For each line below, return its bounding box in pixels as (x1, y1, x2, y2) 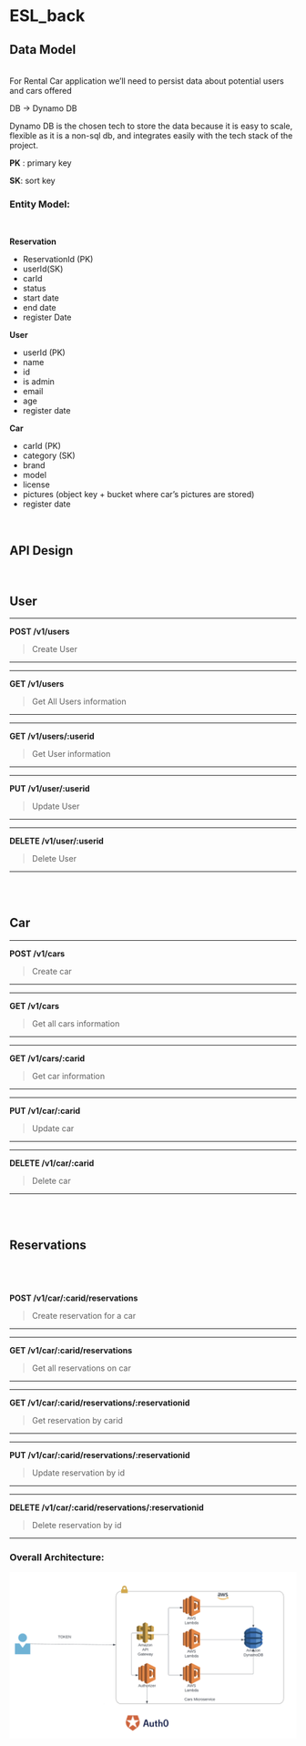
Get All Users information (31, 696, 127, 707)
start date (22, 292, 59, 303)
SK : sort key (9, 175, 56, 186)
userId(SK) (22, 263, 64, 274)
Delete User (31, 853, 77, 863)
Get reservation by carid (31, 1414, 123, 1425)
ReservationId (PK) (22, 254, 94, 265)
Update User (31, 801, 80, 812)
